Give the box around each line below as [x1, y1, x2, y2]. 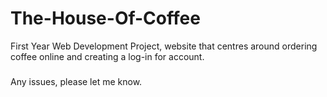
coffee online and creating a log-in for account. [10, 50, 205, 62]
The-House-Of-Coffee [10, 7, 201, 30]
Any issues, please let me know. [10, 75, 143, 87]
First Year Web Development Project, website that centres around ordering [10, 40, 318, 52]
